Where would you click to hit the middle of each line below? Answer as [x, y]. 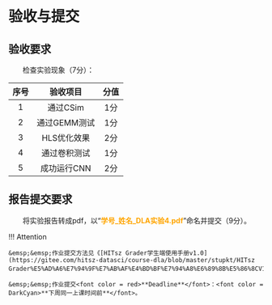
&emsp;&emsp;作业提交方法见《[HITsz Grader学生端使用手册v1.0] [108, 253]
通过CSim [66, 108]
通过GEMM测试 [66, 123]
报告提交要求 [40, 199]
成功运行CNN [66, 168]
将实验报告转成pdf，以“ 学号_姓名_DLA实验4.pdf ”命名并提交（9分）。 [137, 220]
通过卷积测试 [66, 153]
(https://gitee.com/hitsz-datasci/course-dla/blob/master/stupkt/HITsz [132, 260]
